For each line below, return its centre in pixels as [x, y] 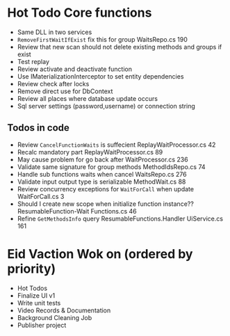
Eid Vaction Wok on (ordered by [100, 254]
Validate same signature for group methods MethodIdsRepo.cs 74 [112, 167]
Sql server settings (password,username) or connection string [106, 106]
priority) [32, 269]
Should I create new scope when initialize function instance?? [106, 204]
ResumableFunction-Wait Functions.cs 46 [77, 211]
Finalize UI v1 [36, 295]
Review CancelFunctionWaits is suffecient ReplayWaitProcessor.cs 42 [116, 145]
